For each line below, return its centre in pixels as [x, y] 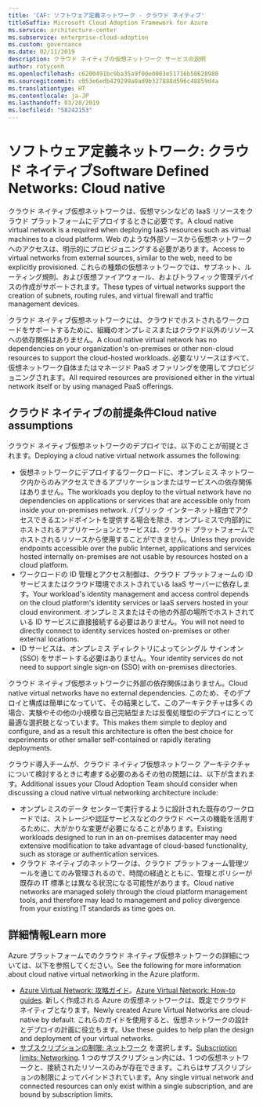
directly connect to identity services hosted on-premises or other [124, 630]
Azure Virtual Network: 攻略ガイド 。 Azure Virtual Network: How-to [128, 990]
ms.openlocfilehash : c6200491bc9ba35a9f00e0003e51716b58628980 [113, 74]
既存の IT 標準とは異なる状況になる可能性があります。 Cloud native [127, 882]
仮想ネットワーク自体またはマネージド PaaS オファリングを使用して [117, 367]
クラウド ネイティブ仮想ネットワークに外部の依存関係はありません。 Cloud [128, 683]
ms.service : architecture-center [63, 30]
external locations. [49, 639]
